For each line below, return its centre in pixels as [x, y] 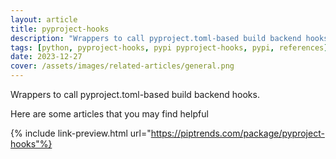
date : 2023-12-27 [46, 57]
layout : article [44, 19]
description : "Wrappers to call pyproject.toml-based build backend [156, 38]
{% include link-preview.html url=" [81, 133]
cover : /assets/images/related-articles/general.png [122, 66]
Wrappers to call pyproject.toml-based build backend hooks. [135, 94]
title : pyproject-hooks [60, 29]
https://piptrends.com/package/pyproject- [237, 133]
